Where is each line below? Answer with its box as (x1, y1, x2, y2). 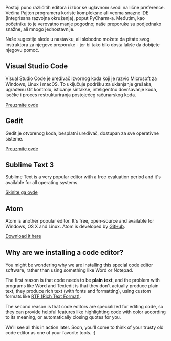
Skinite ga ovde (5, 189, 38, 195)
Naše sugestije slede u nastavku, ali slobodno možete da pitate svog (5, 36, 150, 42)
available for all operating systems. (5, 179, 79, 186)
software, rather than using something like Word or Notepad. (5, 267, 133, 273)
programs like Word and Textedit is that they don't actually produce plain (5, 283, 159, 289)
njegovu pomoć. (5, 47, 40, 53)
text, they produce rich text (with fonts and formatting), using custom (5, 288, 151, 294)
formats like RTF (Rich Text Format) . (5, 293, 81, 299)
